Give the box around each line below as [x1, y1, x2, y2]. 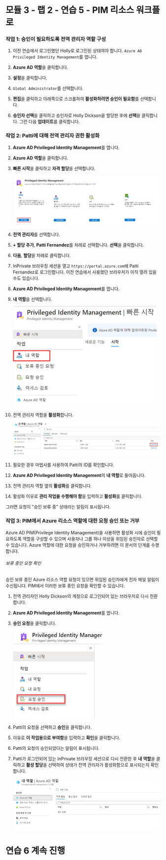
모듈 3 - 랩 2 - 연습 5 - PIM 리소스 [5, 4, 134, 16]
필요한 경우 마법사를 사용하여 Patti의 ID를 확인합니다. [12, 462, 115, 468]
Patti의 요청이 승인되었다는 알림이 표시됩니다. [12, 745, 100, 751]
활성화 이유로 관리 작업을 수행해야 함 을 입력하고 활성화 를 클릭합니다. [12, 493, 142, 499]
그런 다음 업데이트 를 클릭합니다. [19, 119, 80, 125]
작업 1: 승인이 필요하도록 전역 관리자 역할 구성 [5, 36, 106, 42]
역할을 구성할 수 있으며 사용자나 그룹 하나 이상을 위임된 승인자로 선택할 [22, 536, 158, 542]
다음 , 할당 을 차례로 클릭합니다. [12, 253, 71, 259]
